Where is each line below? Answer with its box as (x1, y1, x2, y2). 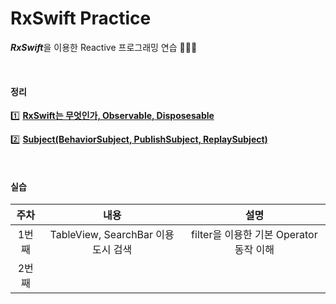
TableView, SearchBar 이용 (49, 228, 175, 242)
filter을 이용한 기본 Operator (191, 228, 318, 242)
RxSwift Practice (10, 7, 152, 30)
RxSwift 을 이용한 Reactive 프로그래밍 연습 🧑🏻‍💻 (10, 41, 198, 53)
